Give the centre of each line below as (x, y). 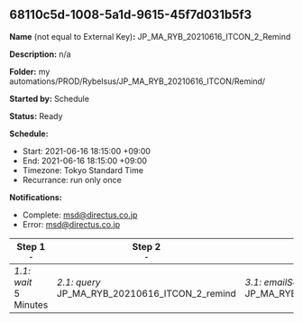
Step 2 (147, 246)
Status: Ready (36, 115)
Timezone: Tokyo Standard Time (83, 170)
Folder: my (30, 71)
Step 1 (31, 246)
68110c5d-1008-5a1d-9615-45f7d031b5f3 (131, 15)
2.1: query (79, 281)
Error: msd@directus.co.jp (71, 224)
